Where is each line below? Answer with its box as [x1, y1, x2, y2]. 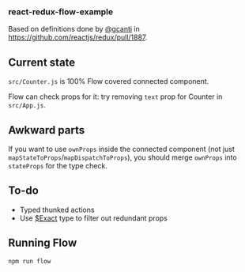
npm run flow [8, 257, 51, 265]
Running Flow [8, 236, 77, 250]
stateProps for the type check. [8, 161, 108, 170]
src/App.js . [8, 100, 46, 110]
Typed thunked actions [19, 205, 95, 214]
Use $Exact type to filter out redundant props [19, 213, 168, 223]
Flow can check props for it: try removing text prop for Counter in [8, 92, 223, 101]
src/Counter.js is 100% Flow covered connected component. [8, 77, 209, 86]
